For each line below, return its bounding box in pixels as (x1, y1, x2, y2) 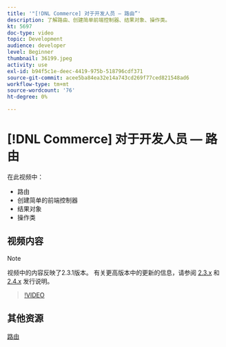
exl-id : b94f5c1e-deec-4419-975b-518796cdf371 (7, 68, 143, 75)
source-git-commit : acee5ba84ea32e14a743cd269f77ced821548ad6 (7, 74, 189, 81)
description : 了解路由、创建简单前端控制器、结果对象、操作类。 (7, 17, 171, 23)
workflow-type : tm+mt (7, 81, 70, 88)
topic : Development (7, 36, 63, 43)
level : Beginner (7, 49, 54, 56)
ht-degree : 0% (7, 94, 48, 101)
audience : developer (7, 42, 67, 49)
